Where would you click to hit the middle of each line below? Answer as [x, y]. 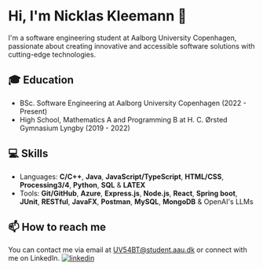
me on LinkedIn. [34, 258]
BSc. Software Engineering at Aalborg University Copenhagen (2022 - [133, 103]
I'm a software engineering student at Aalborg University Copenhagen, [122, 38]
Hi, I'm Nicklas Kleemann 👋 [97, 16]
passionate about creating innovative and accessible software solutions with [131, 46]
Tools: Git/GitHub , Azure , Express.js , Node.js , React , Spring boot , [128, 193]
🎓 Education [41, 80]
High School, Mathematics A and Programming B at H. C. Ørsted [123, 119]
